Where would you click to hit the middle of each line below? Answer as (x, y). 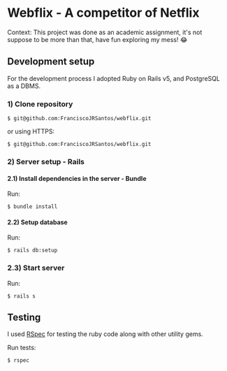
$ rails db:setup (32, 250)
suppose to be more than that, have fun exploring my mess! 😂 (97, 39)
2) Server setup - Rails (46, 161)
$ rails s (22, 296)
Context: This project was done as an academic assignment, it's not (105, 32)
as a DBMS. (24, 86)
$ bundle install (32, 207)
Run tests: (22, 348)
